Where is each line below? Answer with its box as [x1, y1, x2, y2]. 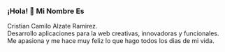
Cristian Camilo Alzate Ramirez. [7, 22, 98, 31]
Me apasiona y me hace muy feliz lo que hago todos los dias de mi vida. [7, 37, 215, 45]
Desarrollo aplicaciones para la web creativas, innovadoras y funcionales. [7, 29, 219, 37]
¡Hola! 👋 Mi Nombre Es [7, 6, 85, 16]
